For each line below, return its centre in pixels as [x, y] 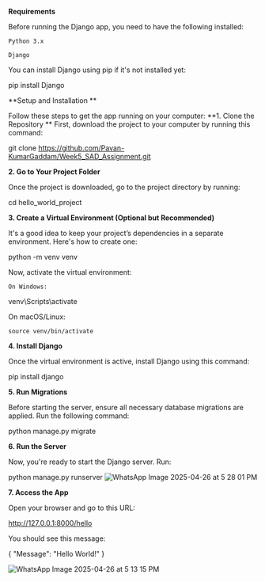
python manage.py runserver [55, 477]
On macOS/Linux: [37, 317]
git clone [23, 148]
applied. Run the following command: [69, 416]
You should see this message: [57, 538]
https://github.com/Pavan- [81, 148]
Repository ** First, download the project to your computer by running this [129, 124]
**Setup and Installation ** [53, 101]
